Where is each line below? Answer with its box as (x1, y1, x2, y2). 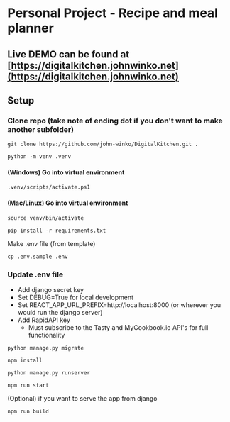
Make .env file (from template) (7, 239, 96, 248)
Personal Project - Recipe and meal (7, 5, 219, 21)
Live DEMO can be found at (7, 48, 130, 60)
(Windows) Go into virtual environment (7, 168, 125, 177)
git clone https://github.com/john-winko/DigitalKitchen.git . (7, 140, 199, 148)
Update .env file (7, 270, 64, 279)
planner (7, 20, 55, 36)
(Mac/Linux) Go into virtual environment (7, 199, 128, 207)
